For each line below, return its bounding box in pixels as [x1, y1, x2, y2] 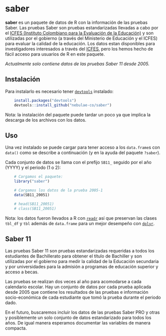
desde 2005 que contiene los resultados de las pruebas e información [5, 289, 149, 295]
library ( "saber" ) [14, 179, 50, 184]
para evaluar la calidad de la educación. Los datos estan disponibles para [5, 40, 155, 46]
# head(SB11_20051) [14, 201, 55, 206]
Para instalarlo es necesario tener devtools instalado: [5, 88, 114, 94]
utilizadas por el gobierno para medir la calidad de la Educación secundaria [5, 258, 159, 264]
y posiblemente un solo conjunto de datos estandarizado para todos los [5, 315, 152, 321]
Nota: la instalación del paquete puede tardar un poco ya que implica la [5, 111, 151, 117]
